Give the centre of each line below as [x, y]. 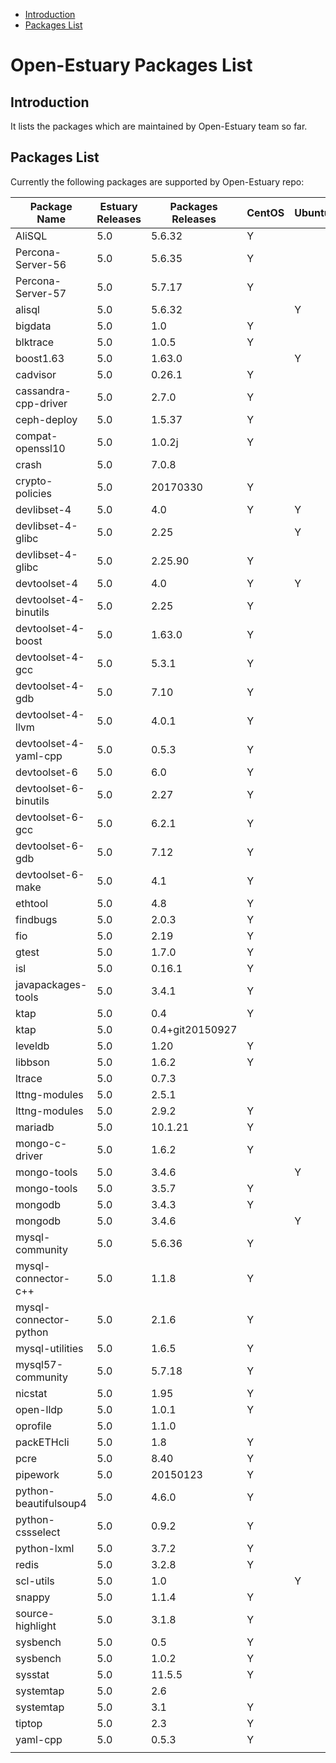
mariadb [35, 1127]
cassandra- [43, 391]
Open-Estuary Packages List [131, 65]
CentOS [265, 212]
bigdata [33, 326]
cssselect [38, 1532]
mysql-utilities [49, 1348]
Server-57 [41, 293]
